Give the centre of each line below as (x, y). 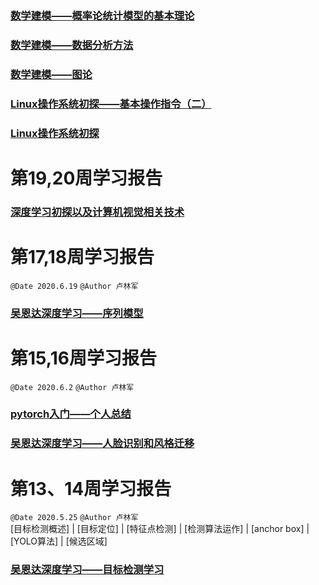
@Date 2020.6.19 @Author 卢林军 (74, 286)
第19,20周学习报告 (86, 178)
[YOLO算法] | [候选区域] (59, 541)
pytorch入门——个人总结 (71, 414)
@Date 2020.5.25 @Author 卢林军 (74, 518)
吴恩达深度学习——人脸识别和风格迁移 (102, 444)
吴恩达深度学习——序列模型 (77, 313)
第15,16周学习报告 (83, 358)
